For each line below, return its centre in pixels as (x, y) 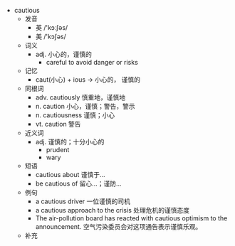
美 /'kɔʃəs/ (51, 36)
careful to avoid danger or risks (92, 62)
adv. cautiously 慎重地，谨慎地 (80, 97)
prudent (58, 150)
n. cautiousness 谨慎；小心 (75, 115)
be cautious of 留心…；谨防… (79, 183)
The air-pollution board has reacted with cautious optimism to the (131, 218)
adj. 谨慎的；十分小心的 (70, 142)
